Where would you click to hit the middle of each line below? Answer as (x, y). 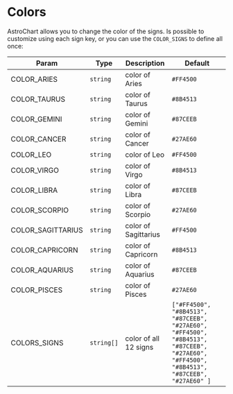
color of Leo (145, 155)
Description (145, 63)
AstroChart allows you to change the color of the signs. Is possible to (106, 31)
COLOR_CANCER (38, 139)
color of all (142, 339)
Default (197, 63)
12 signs (139, 347)
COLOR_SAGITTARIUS (47, 230)
